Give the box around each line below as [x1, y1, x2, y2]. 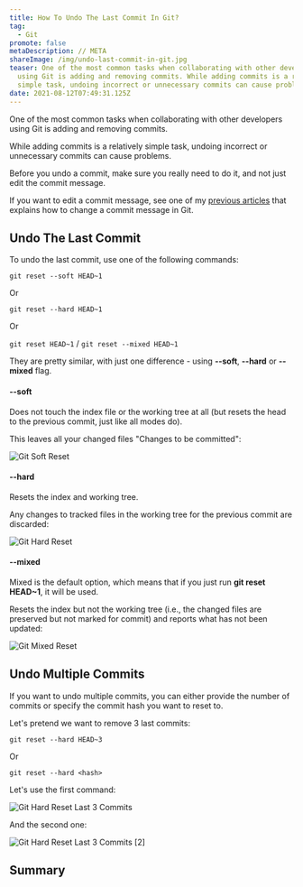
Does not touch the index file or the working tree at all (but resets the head [9, 406, 287, 417]
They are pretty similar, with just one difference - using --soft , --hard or [9, 356, 277, 366]
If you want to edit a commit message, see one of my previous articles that [9, 195, 287, 206]
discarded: [9, 518, 50, 529]
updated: [9, 623, 43, 633]
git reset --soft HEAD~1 [9, 272, 103, 281]
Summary [9, 863, 66, 878]
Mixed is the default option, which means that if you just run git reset [9, 577, 266, 587]
